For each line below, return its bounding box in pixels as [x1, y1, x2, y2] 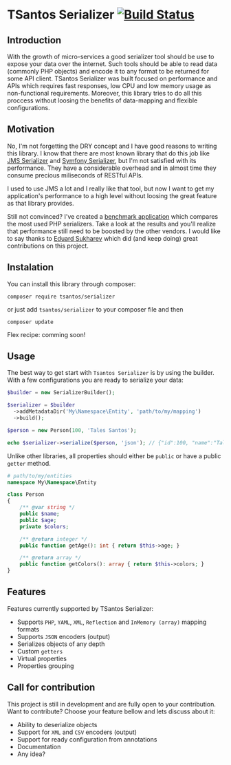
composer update [7, 319, 54, 325]
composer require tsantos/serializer [7, 293, 115, 300]
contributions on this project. [7, 241, 89, 250]
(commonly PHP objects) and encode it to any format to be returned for [7, 67, 210, 75]
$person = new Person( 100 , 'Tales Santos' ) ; [7, 427, 137, 433]
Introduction [7, 34, 62, 46]
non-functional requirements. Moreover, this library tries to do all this [7, 89, 202, 97]
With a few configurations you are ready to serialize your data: [7, 376, 184, 385]
